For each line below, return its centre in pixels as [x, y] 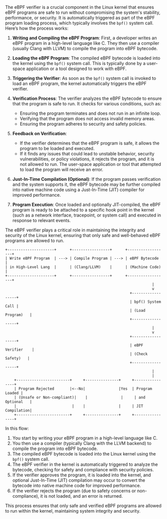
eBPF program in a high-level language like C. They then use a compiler [86, 43]
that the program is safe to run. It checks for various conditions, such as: [87, 104]
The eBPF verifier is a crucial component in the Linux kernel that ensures [80, 7]
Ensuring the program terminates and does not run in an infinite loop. [90, 113]
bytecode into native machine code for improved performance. [77, 485]
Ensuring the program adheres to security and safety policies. [83, 124]
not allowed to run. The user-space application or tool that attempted [90, 164]
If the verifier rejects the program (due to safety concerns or [74, 491]
